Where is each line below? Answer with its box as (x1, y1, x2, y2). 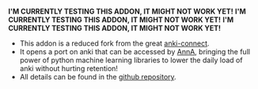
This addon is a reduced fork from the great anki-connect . (19, 39, 210, 48)
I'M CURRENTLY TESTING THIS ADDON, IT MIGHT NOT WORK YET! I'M (8, 7, 247, 16)
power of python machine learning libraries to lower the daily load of (19, 55, 243, 65)
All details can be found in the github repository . (19, 72, 176, 81)
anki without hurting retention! (19, 64, 119, 73)
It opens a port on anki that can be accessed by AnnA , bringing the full (19, 47, 251, 56)
